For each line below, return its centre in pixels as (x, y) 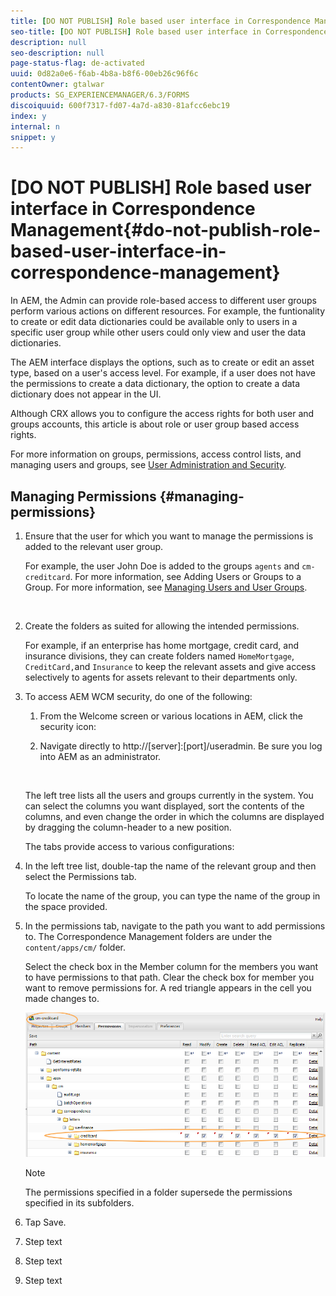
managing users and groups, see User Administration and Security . (148, 465)
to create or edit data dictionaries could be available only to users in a (154, 322)
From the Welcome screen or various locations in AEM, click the (171, 716)
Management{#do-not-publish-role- (166, 230)
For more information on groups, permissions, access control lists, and (156, 454)
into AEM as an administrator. (100, 756)
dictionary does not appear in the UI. (86, 394)
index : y (28, 116)
